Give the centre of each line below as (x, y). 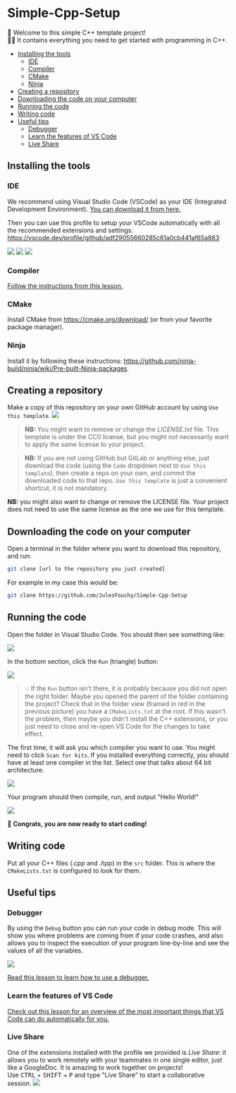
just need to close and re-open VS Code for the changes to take (117, 726)
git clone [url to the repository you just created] (86, 569)
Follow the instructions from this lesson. (65, 286)
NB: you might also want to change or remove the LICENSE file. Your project (118, 502)
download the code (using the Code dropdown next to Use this (115, 466)
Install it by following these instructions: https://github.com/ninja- (102, 361)
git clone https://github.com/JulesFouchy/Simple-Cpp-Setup (98, 596)
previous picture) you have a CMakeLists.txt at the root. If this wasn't (125, 711)
